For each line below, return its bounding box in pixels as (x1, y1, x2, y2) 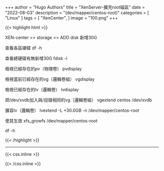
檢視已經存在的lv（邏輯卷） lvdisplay (5, 87, 79, 92)
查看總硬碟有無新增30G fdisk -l (5, 55, 67, 61)
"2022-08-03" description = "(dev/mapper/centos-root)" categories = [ (5, 10, 149, 16)
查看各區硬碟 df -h (5, 45, 42, 50)
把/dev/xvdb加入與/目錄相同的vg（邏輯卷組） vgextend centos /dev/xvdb (5, 97, 152, 103)
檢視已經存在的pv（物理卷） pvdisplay (5, 66, 82, 72)
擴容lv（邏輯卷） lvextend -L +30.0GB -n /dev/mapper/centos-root (5, 107, 140, 113)
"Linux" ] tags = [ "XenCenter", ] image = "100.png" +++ (5, 15, 118, 21)
